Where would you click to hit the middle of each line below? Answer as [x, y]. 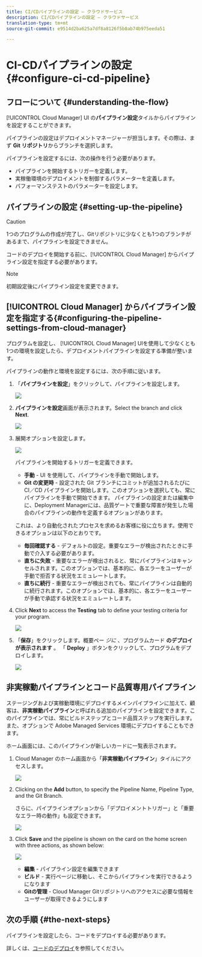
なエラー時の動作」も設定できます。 [60, 815]
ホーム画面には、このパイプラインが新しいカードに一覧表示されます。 [93, 746]
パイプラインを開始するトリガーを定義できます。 [75, 462]
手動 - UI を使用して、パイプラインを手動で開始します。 [93, 475]
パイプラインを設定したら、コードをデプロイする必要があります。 [88, 935]
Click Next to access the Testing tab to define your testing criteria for [101, 610]
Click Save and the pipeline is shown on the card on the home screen [101, 839]
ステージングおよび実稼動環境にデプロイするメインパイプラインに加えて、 [98, 703]
